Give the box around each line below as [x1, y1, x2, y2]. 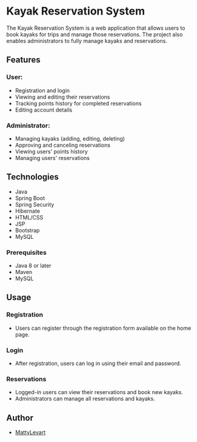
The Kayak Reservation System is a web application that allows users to [6, 24, 185, 32]
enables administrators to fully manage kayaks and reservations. [6, 37, 168, 44]
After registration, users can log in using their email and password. [15, 360, 182, 367]
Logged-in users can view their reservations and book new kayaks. [15, 389, 184, 396]
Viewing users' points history [15, 147, 88, 155]
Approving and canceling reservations [15, 141, 111, 149]
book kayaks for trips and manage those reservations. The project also [6, 30, 183, 38]
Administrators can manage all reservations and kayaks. [15, 395, 156, 403]
